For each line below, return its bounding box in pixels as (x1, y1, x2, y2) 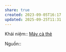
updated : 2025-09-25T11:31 (5, 17, 61, 22)
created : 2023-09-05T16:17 (5, 12, 61, 17)
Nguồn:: (5, 41, 22, 47)
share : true (5, 7, 30, 13)
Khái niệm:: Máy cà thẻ (5, 31, 52, 37)
